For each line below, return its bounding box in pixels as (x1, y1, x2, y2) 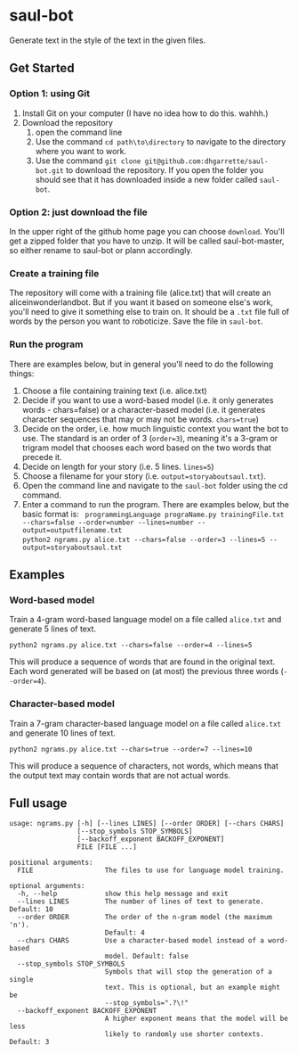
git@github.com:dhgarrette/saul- (144, 157, 269, 166)
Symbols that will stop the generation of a (104, 968, 273, 976)
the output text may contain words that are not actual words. (9, 770, 231, 780)
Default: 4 (104, 928, 145, 937)
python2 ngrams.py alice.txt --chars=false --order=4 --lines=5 (9, 641, 253, 650)
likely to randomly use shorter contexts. (104, 1030, 265, 1039)
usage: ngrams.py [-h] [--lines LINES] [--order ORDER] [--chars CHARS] (9, 819, 285, 828)
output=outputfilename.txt (21, 525, 123, 535)
